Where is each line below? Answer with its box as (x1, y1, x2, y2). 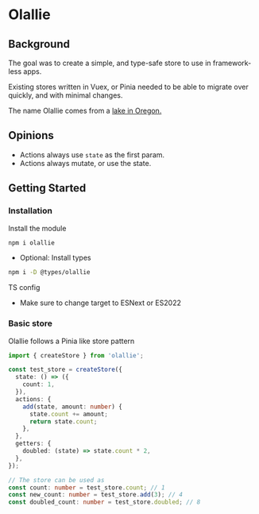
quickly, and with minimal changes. (8, 91, 123, 100)
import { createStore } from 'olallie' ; (8, 351, 145, 359)
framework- (212, 58, 252, 68)
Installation (8, 205, 53, 216)
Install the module (8, 223, 67, 233)
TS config (8, 283, 41, 292)
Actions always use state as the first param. (19, 149, 165, 160)
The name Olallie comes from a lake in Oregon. (8, 106, 162, 115)
